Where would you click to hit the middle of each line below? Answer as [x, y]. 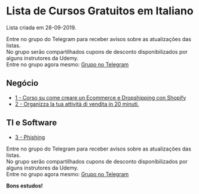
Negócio [22, 83]
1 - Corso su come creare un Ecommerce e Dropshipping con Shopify [100, 97]
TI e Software [32, 123]
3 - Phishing [30, 137]
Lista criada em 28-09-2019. [41, 27]
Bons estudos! [25, 186]
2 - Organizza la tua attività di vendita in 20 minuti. [77, 104]
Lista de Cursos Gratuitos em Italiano [100, 11]
